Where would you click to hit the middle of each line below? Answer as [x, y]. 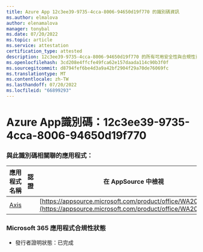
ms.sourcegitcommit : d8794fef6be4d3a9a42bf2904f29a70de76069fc [88, 68]
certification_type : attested [44, 51]
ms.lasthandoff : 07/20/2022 [42, 85]
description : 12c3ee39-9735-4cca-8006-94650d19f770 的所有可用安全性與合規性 [101, 57]
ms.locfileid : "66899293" [39, 91]
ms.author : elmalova [32, 18]
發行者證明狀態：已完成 [44, 242]
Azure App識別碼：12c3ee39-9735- [98, 122]
